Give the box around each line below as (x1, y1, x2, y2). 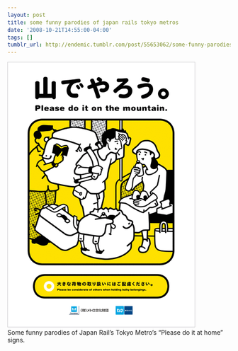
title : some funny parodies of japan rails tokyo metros (7, 18, 179, 26)
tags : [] (7, 34, 33, 41)
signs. (7, 336, 25, 345)
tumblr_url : (7, 41, 42, 49)
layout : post (7, 11, 46, 18)
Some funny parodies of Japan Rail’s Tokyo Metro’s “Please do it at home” (7, 328, 224, 337)
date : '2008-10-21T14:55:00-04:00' (7, 26, 113, 33)
